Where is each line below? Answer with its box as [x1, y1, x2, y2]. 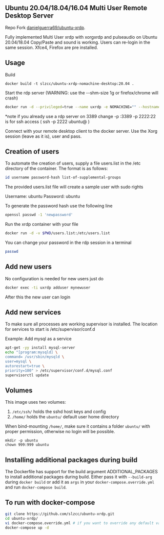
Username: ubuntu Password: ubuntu [5, 194, 81, 199]
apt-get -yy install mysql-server [5, 345, 76, 350]
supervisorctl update [5, 372, 49, 378]
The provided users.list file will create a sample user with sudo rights [5, 184, 143, 190]
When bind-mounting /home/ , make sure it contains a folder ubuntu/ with [5, 423, 150, 429]
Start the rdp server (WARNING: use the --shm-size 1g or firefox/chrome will [5, 90, 159, 96]
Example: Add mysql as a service [5, 336, 72, 342]
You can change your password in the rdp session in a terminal [5, 240, 132, 245]
